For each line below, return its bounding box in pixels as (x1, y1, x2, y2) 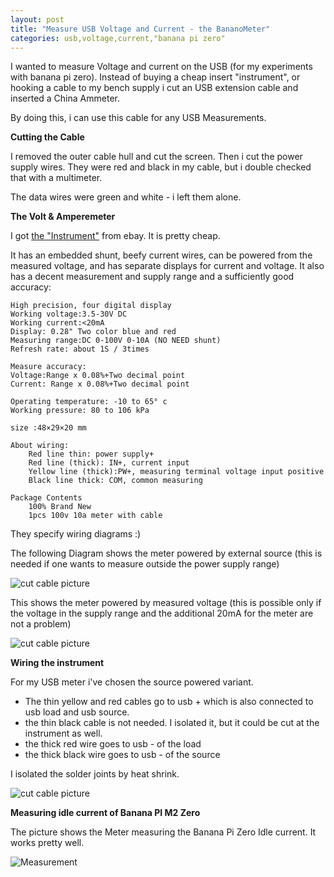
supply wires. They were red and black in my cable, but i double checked (10, 161, 312, 173)
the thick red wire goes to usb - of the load (24, 738, 202, 750)
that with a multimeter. (10, 172, 103, 184)
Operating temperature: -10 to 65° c (10, 397, 168, 407)
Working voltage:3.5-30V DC (10, 309, 128, 320)
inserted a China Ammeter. (10, 92, 120, 105)
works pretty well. (10, 837, 85, 849)
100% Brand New (28, 502, 92, 512)
